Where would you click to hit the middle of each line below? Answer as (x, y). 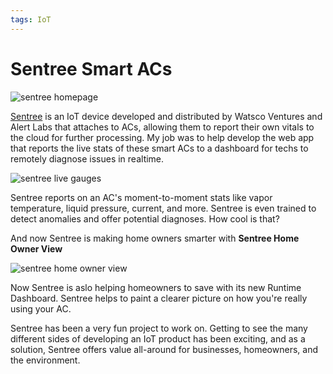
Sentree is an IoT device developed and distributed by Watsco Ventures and (166, 116)
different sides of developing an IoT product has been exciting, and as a (158, 338)
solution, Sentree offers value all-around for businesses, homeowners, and (164, 349)
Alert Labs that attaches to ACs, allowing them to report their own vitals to (162, 127)
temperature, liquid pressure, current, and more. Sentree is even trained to (163, 208)
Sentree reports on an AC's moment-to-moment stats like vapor (141, 197)
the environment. (45, 360)
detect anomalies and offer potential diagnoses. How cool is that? (145, 218)
